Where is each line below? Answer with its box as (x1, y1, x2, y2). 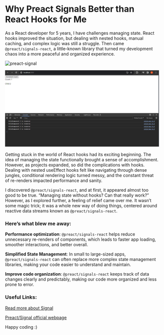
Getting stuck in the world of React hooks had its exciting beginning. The (5, 151, 151, 157)
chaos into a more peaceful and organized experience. (5, 51, 115, 57)
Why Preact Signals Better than (5, 3, 135, 15)
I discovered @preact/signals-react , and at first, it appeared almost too (5, 187, 149, 193)
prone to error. (5, 282, 34, 287)
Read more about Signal (5, 305, 54, 311)
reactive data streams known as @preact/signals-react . (5, 207, 118, 214)
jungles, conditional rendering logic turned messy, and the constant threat (5, 172, 154, 178)
